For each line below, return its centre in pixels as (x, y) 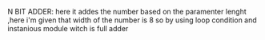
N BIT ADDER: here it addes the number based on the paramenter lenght (127, 12)
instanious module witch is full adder (68, 28)
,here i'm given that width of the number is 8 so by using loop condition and (132, 20)
